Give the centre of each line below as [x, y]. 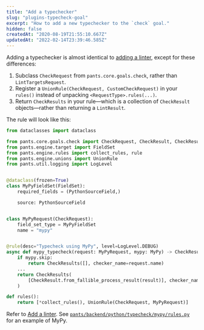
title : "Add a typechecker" [42, 12]
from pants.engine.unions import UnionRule [62, 158]
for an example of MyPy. [37, 321]
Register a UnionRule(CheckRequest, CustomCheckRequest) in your [96, 88]
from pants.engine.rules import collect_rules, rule [74, 153]
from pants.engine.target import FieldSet [61, 147]
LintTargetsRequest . [40, 82]
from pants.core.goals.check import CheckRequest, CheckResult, [89, 141]
